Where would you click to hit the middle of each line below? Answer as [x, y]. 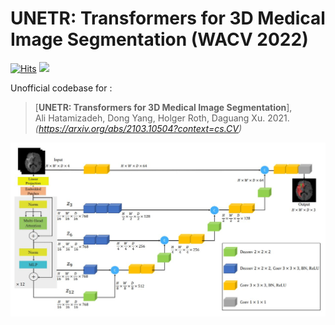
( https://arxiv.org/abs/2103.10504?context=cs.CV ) [138, 128]
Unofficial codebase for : [61, 88]
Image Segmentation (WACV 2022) [159, 39]
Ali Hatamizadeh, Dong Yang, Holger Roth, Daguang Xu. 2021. [162, 118]
